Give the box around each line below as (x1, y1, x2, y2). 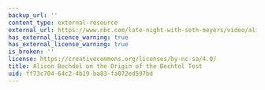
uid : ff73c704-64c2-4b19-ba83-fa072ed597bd (8, 70, 154, 77)
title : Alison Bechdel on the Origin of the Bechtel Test (8, 63, 203, 70)
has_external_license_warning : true (8, 41, 129, 49)
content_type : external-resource (8, 19, 118, 27)
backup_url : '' (8, 11, 58, 20)
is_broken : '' (8, 48, 55, 56)
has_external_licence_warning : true (8, 33, 129, 41)
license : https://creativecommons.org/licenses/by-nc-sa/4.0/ (8, 56, 217, 63)
